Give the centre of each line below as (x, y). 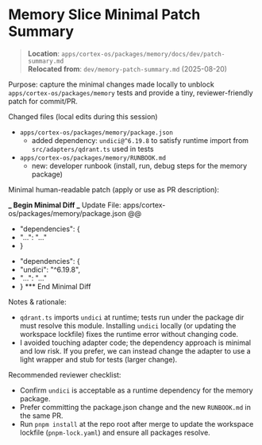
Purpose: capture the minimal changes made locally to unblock (111, 84)
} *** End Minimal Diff (55, 286)
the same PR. (41, 416)
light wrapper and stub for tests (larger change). (98, 359)
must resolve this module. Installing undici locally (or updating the (128, 325)
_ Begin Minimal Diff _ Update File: (65, 205)
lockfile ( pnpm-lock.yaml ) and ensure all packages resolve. (115, 432)
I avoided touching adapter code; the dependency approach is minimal (135, 342)
